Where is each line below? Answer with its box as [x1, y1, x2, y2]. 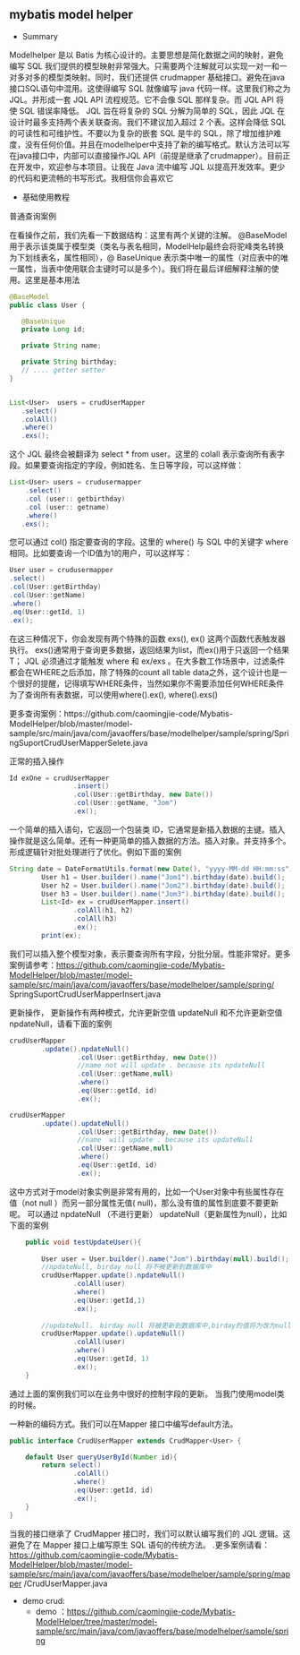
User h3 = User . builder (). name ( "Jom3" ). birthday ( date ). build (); [41, 889, 286, 898]
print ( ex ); [41, 930, 82, 939]
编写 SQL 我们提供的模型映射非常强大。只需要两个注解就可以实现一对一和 [9, 60, 279, 71]
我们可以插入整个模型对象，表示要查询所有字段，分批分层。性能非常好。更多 [9, 948, 291, 959]
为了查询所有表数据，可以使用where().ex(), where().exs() [9, 689, 219, 699]
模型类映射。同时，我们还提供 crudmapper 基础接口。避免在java [47, 72, 286, 82]
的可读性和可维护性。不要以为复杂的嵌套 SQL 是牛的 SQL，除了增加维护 [9, 127, 274, 138]
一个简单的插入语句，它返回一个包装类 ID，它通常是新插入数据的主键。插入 [9, 824, 286, 835]
